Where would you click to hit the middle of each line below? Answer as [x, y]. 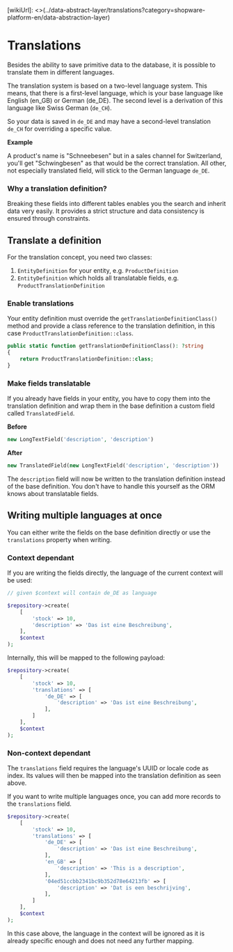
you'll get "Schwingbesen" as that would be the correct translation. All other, [117, 163]
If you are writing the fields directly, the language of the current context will [115, 573]
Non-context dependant [49, 753]
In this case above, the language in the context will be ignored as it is [106, 933]
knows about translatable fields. [53, 493]
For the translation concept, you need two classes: [80, 257]
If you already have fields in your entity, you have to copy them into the [109, 399]
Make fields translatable [49, 383]
